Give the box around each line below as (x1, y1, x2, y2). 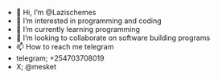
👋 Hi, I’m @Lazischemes (15, 8, 97, 17)
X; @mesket (15, 62, 56, 71)
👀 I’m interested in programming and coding (15, 16, 162, 26)
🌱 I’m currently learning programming (15, 25, 141, 34)
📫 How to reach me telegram (15, 42, 114, 51)
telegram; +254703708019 (15, 53, 105, 63)
